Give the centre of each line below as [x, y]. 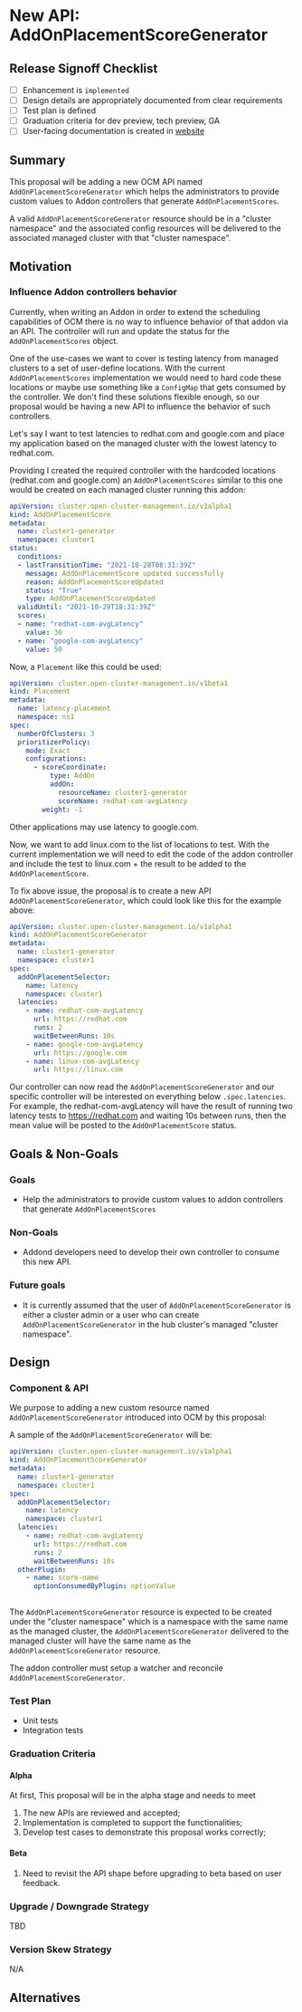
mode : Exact [48, 751]
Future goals [38, 1285]
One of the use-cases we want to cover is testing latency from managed [144, 358]
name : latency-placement [64, 709]
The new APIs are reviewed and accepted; [101, 1813]
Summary [38, 160]
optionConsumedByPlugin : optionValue [104, 1586]
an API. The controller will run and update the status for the [119, 331]
